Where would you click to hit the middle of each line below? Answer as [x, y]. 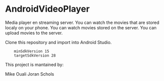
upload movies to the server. [34, 33]
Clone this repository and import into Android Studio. [58, 42]
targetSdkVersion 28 [35, 55]
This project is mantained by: [34, 64]
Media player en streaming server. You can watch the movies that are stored [82, 22]
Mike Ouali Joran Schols [30, 74]
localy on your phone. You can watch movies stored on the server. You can [81, 27]
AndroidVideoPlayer [47, 9]
